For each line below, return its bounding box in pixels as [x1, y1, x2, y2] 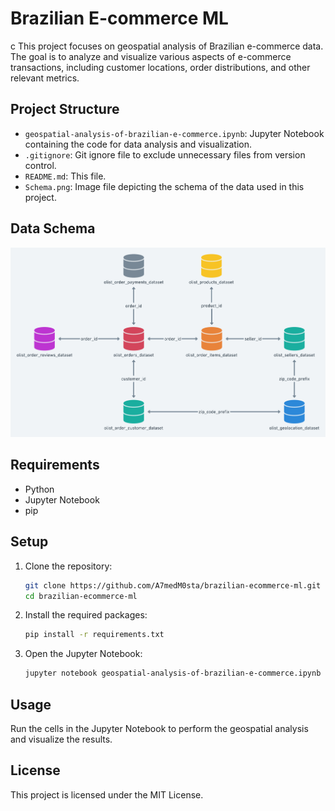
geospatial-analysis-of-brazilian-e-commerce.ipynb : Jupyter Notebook [24, 127, 325, 139]
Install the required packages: [24, 609, 148, 621]
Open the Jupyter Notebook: [24, 648, 143, 660]
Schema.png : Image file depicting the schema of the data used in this [24, 180, 305, 192]
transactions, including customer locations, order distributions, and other [10, 61, 311, 73]
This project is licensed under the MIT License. [10, 788, 204, 801]
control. [24, 159, 57, 171]
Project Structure [10, 101, 120, 118]
